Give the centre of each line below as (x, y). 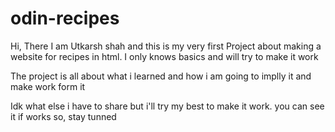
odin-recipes (65, 18)
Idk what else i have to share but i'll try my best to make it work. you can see (167, 106)
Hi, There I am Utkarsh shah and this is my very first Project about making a (166, 46)
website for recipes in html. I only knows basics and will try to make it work (164, 56)
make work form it (48, 86)
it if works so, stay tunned (63, 116)
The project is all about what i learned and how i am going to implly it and (161, 76)
